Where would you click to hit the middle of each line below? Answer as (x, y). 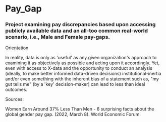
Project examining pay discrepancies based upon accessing (80, 25)
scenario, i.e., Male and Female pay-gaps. (58, 37)
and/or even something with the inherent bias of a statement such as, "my (82, 79)
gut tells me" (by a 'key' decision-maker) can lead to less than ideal (75, 84)
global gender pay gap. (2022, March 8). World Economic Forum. (73, 114)
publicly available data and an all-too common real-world (76, 31)
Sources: (15, 99)
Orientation (17, 48)
